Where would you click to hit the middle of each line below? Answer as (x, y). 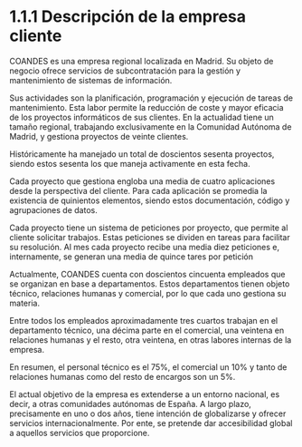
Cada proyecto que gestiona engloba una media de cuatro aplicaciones (142, 181)
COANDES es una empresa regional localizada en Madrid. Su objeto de (142, 61)
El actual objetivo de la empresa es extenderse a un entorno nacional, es (145, 394)
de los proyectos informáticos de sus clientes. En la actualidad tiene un (142, 117)
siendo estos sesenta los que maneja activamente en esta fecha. (130, 163)
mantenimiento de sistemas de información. (91, 80)
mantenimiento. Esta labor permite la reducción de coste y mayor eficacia (146, 107)
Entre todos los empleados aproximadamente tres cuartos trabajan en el (144, 320)
